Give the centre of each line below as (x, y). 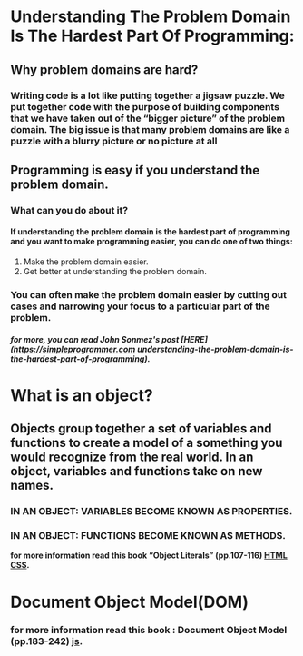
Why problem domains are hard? (104, 70)
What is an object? (82, 395)
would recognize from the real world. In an (132, 457)
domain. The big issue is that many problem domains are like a (150, 129)
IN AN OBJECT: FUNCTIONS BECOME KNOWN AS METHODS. (148, 535)
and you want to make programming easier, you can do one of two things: (151, 242)
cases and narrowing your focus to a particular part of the (140, 306)
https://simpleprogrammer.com (74, 349)
